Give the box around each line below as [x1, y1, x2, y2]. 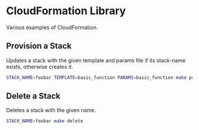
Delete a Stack [6, 91, 61, 102]
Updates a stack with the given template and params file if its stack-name [6, 56, 186, 64]
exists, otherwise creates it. [6, 63, 73, 70]
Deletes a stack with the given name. [6, 107, 97, 114]
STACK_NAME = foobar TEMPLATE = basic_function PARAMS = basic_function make [6, 74, 187, 81]
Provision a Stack [6, 41, 72, 51]
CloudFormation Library [6, 4, 126, 18]
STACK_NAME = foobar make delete [6, 118, 84, 124]
